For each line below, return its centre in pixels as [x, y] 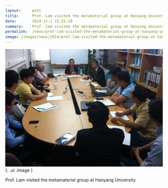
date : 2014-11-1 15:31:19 [39, 21]
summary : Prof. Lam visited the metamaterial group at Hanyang [76, 26]
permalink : [16, 32]
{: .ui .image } [19, 170]
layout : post [23, 10]
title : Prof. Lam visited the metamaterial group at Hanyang [76, 16]
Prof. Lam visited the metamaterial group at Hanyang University [70, 180]
